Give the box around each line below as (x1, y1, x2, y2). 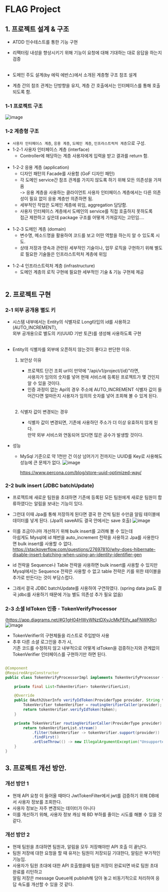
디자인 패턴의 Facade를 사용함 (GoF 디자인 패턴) (19, 170, 115, 176)
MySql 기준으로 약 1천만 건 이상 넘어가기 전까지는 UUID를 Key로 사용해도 (19, 453, 162, 459)
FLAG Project (5, 4, 61, 15)
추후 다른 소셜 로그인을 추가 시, (12, 638, 72, 645)
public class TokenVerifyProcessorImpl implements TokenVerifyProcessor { (5, 675, 164, 680)
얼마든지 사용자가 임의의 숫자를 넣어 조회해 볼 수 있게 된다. (44, 393, 158, 399)
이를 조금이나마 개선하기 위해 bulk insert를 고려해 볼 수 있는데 (12, 528, 133, 534)
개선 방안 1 (5, 780, 29, 787)
